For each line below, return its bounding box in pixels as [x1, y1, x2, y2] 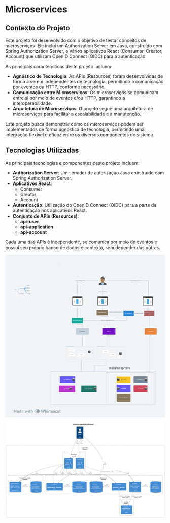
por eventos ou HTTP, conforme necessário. [12, 84, 106, 90]
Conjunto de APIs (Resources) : [12, 212, 79, 219]
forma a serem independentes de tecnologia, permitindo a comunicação [12, 79, 164, 84]
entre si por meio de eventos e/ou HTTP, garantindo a [12, 95, 125, 101]
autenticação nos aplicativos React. [12, 207, 87, 213]
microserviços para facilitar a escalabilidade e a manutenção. [12, 111, 141, 117]
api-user [20, 218, 39, 224]
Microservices [5, 4, 67, 15]
